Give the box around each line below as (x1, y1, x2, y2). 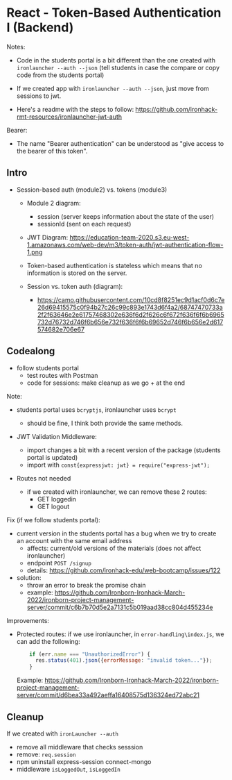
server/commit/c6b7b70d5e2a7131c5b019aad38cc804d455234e (26, 603, 213, 611)
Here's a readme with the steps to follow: (16, 105, 134, 113)
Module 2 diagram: (26, 199, 81, 207)
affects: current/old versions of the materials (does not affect (26, 544, 202, 552)
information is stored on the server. (26, 269, 127, 277)
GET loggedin (37, 495, 77, 503)
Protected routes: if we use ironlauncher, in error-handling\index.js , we (16, 630, 224, 638)
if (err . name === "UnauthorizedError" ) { (29, 651, 150, 658)
